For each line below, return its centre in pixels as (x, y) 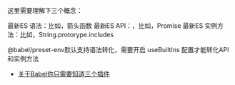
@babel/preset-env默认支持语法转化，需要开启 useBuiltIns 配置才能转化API (118, 50)
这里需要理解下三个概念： (45, 10)
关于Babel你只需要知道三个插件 (64, 74)
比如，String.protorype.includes (67, 35)
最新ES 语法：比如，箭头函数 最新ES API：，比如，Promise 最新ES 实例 (112, 26)
